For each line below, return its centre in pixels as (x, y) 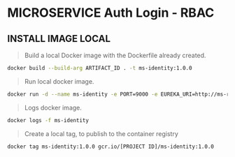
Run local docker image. (59, 81)
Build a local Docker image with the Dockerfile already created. (115, 55)
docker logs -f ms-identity (48, 120)
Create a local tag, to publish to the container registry (101, 133)
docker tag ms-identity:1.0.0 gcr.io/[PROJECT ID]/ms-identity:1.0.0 (111, 147)
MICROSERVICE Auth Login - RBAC (111, 13)
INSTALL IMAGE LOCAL (59, 39)
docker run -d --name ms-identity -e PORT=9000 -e (83, 94)
